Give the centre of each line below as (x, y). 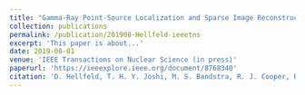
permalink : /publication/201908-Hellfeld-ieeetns (105, 34)
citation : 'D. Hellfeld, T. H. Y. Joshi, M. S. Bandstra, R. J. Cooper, (150, 77)
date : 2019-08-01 (42, 52)
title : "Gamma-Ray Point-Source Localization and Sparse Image (132, 18)
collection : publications (58, 26)
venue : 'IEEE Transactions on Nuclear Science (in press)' (123, 60)
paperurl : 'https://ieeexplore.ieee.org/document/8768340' (123, 69)
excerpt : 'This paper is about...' (77, 43)
